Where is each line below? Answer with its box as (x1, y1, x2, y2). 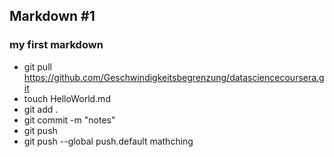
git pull (23, 60, 52, 73)
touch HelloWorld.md (23, 92, 111, 104)
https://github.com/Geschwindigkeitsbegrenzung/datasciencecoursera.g (23, 71, 325, 83)
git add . (23, 103, 59, 115)
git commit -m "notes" (23, 114, 116, 126)
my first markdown (9, 38, 104, 52)
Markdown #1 (9, 8, 96, 25)
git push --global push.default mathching (23, 135, 194, 147)
